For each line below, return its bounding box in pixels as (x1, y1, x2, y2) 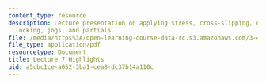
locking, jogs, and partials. (15, 26, 115, 34)
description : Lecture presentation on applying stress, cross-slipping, (8, 19, 253, 27)
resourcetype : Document (8, 48, 87, 56)
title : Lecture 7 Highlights (8, 56, 104, 64)
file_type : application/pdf (8, 41, 101, 49)
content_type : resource (8, 11, 87, 20)
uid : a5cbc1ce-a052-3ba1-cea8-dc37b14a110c (8, 63, 154, 71)
